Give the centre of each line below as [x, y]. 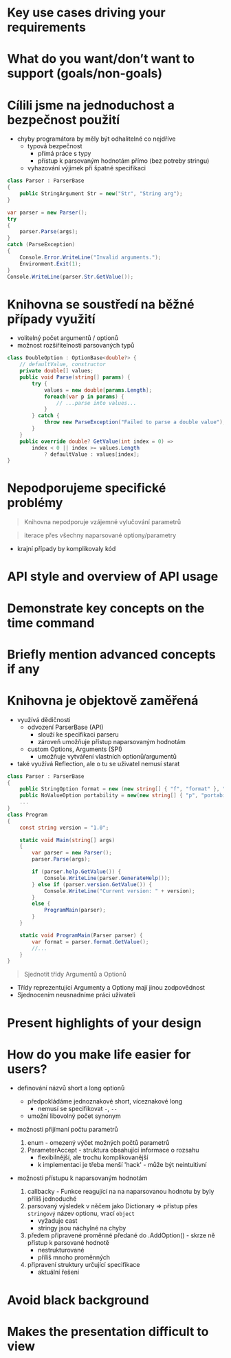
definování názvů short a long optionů [71, 1088]
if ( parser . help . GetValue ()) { [77, 872]
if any [23, 669]
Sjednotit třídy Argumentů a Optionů [75, 975]
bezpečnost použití [64, 120]
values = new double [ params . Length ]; [98, 390]
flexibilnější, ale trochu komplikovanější [93, 1157]
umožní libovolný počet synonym [74, 1116]
